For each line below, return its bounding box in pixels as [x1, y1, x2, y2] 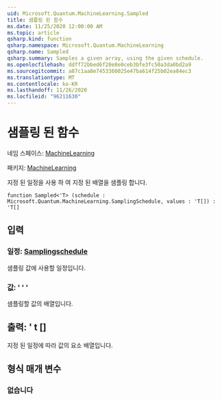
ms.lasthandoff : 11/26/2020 [7, 87, 88, 94]
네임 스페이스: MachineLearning [7, 149, 95, 157]
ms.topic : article [7, 29, 60, 36]
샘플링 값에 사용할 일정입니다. [7, 263, 86, 272]
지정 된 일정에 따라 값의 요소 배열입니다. [7, 341, 113, 349]
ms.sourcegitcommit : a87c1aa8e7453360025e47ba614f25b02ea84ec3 [7, 67, 192, 74]
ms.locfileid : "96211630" [7, 94, 81, 100]
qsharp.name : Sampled [7, 49, 69, 56]
